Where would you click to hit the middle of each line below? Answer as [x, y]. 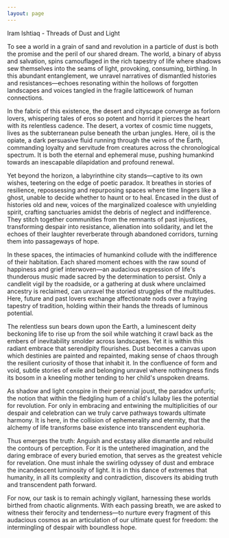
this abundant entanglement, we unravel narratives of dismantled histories [112, 76]
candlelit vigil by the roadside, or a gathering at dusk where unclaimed [106, 283]
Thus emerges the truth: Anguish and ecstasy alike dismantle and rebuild [110, 440]
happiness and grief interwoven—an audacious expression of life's [101, 269]
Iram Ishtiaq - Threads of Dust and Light [63, 33]
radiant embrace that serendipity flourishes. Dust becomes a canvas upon [112, 348]
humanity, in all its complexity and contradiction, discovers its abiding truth [113, 477]
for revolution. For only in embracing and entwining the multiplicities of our [112, 405]
